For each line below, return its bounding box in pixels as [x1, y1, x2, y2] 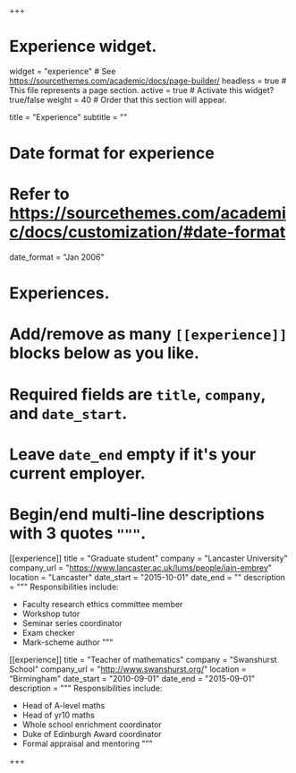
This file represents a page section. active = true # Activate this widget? [9, 84, 275, 95]
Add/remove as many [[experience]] [9, 324, 288, 345]
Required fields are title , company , [9, 384, 266, 404]
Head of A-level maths [21, 700, 106, 710]
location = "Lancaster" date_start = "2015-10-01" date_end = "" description [9, 571, 286, 582]
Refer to [9, 185, 70, 204]
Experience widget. [9, 37, 157, 56]
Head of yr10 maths [21, 709, 96, 720]
